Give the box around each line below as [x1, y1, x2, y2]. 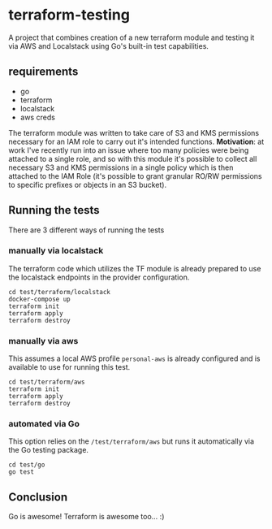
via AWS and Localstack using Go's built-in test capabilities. [8, 41, 209, 50]
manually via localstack [8, 245, 104, 257]
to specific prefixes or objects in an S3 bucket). [8, 180, 167, 189]
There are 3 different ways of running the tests [8, 225, 165, 235]
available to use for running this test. [8, 362, 131, 372]
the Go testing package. [8, 445, 89, 455]
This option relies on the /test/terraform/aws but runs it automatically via [8, 436, 254, 446]
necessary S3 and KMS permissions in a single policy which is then [8, 163, 234, 172]
